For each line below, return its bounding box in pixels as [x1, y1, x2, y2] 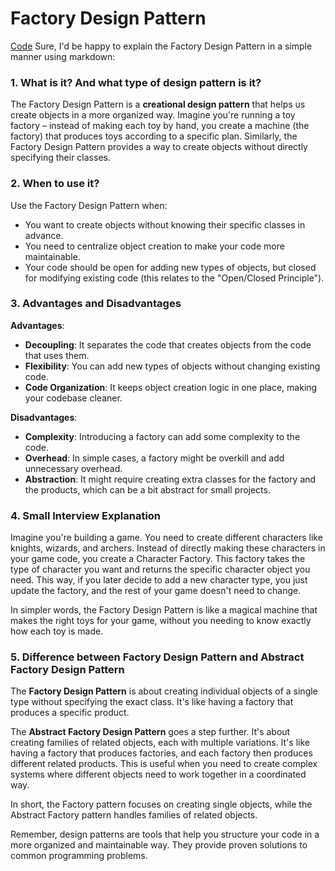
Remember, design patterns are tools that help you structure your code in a [10, 828, 320, 841]
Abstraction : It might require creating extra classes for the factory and [24, 473, 317, 485]
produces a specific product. [10, 707, 130, 719]
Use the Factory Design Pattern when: [10, 199, 168, 211]
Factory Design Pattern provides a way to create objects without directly [10, 141, 308, 153]
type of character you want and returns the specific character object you [10, 563, 311, 576]
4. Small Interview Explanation [10, 508, 162, 522]
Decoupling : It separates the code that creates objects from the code [24, 338, 312, 351]
